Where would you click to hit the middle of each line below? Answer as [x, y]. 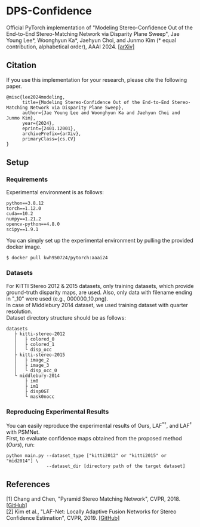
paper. [14, 86]
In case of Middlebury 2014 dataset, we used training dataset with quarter [97, 305]
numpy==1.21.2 [24, 219]
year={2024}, [38, 123]
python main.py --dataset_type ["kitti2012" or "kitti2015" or [87, 455]
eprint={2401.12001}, [49, 128]
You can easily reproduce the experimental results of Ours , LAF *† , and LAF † [99, 425]
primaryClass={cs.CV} [49, 139]
